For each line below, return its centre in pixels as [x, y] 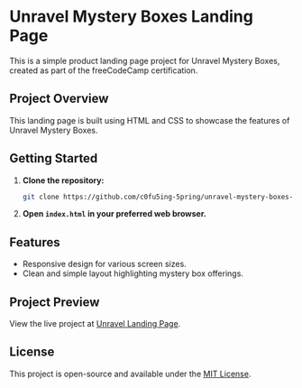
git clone [41, 197]
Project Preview [55, 302]
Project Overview [59, 99]
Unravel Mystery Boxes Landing [132, 17]
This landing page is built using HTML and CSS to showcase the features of [150, 120]
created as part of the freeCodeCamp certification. [104, 70]
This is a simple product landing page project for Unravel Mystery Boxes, [145, 60]
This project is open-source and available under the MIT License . [130, 374]
